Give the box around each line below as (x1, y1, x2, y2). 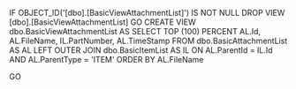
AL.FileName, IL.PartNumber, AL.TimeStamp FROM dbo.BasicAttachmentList (9, 35, 288, 46)
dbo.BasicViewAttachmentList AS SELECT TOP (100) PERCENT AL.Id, (9, 26, 262, 36)
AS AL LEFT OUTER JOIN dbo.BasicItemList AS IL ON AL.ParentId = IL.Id (9, 45, 273, 56)
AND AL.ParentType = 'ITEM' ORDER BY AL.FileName (9, 55, 204, 64)
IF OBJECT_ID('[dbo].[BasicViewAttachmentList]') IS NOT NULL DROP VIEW (9, 8, 285, 18)
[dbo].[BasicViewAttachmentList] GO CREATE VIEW (9, 17, 196, 27)
